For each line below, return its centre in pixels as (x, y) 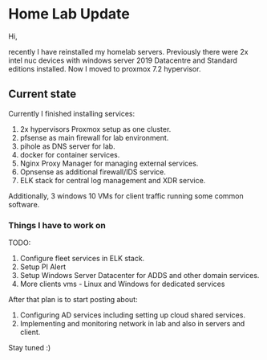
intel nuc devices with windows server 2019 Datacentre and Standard (123, 60)
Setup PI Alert (43, 267)
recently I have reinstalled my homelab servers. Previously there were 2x (128, 51)
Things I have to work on (57, 225)
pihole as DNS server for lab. (67, 146)
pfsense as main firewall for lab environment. (94, 137)
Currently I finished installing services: (71, 113)
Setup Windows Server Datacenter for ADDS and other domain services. (140, 276)
